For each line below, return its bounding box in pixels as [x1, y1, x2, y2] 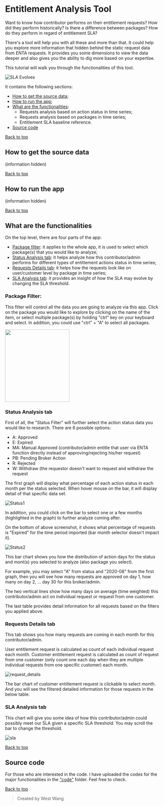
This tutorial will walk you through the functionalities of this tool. [5, 65, 134, 71]
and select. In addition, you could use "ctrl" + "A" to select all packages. [5, 320, 150, 326]
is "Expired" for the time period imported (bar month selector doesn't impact [5, 529, 159, 535]
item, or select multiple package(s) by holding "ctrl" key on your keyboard [5, 314, 154, 320]
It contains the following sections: [5, 83, 73, 89]
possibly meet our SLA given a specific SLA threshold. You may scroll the [5, 720, 153, 726]
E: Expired [12, 439, 33, 445]
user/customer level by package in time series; [12, 270, 107, 276]
